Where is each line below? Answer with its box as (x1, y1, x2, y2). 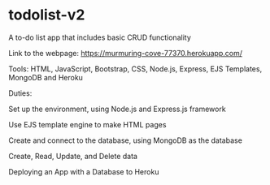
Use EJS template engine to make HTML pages (8, 119, 167, 129)
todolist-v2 (8, 6, 85, 24)
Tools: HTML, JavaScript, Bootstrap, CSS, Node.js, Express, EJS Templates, (8, 63, 263, 74)
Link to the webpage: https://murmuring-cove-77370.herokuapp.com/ (8, 48, 242, 58)
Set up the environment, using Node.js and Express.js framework (8, 104, 226, 114)
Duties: (8, 88, 33, 98)
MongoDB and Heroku (8, 72, 84, 82)
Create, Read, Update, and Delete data (8, 151, 138, 161)
